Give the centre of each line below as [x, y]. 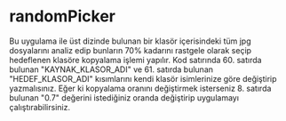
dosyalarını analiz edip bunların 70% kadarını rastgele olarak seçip [130, 50]
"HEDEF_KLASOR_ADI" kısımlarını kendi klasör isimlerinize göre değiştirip [143, 78]
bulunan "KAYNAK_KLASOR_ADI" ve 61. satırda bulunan [111, 69]
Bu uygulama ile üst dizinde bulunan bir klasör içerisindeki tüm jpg [130, 41]
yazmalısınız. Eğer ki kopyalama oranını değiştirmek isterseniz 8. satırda [140, 88]
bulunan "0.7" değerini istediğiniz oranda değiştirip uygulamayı [124, 97]
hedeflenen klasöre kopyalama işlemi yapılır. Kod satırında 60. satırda [135, 60]
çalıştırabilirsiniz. [40, 107]
